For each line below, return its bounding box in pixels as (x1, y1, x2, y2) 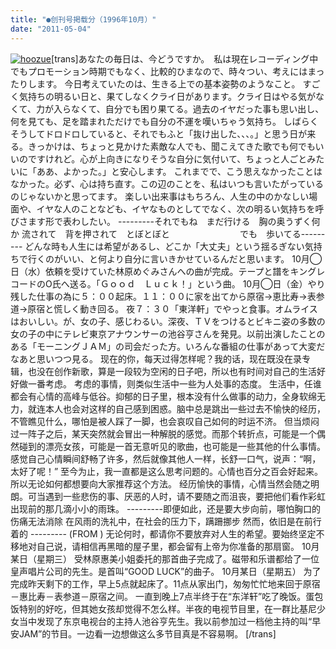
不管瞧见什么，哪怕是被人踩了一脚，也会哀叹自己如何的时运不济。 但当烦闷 (10, 415, 320, 427)
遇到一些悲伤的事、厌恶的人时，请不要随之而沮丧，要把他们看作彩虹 (44, 490, 326, 502)
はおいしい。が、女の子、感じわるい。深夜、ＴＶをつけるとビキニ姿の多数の (10, 315, 326, 327)
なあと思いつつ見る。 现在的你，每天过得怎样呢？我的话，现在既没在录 (10, 352, 302, 365)
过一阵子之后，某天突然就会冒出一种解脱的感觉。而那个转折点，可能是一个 (10, 427, 317, 440)
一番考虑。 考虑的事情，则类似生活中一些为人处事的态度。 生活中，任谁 (27, 377, 322, 390)
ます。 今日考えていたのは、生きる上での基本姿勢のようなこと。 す (36, 77, 312, 90)
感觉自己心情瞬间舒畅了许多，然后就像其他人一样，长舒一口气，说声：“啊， (10, 452, 322, 465)
